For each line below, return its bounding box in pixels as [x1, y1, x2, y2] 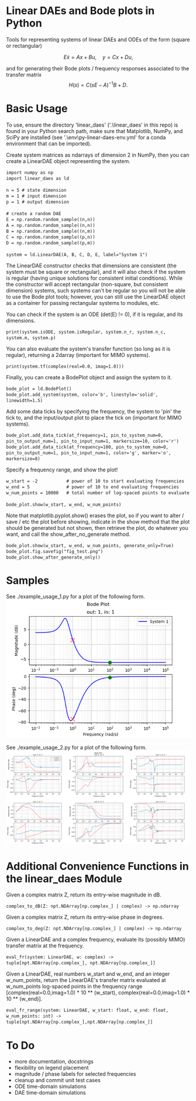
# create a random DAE [6, 210, 61, 216]
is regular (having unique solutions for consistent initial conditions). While [6, 274, 183, 281]
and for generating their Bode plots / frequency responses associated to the [6, 64, 190, 72]
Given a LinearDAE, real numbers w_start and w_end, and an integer [6, 970, 170, 977]
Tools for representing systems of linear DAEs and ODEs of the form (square [6, 36, 190, 43]
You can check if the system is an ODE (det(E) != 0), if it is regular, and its [6, 311, 183, 318]
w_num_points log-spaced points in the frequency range [6, 983, 143, 990]
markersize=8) [6, 456, 41, 461]
